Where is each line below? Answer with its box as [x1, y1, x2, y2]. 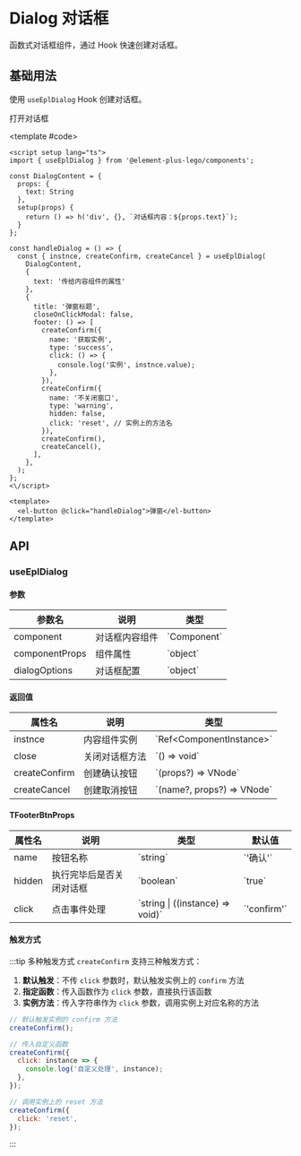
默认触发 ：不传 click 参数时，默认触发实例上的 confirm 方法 [21, 974, 245, 986]
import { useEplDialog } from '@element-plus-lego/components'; [9, 156, 254, 165]
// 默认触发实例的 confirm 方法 [9, 1014, 118, 1024]
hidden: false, [48, 409, 106, 418]
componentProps [13, 647, 87, 660]
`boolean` [137, 875, 178, 887]
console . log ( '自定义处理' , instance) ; [25, 1065, 164, 1074]
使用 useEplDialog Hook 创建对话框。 [9, 93, 147, 104]
